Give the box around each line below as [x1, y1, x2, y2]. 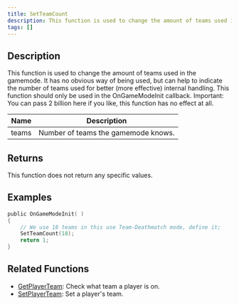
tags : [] [7, 23, 33, 31]
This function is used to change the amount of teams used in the [7, 69, 197, 77]
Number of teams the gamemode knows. [38, 128, 175, 138]
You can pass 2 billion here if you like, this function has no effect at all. [7, 99, 214, 107]
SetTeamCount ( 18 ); [20, 230, 75, 237]
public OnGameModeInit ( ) [7, 210, 84, 218]
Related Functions [7, 263, 90, 275]
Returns [7, 152, 44, 164]
